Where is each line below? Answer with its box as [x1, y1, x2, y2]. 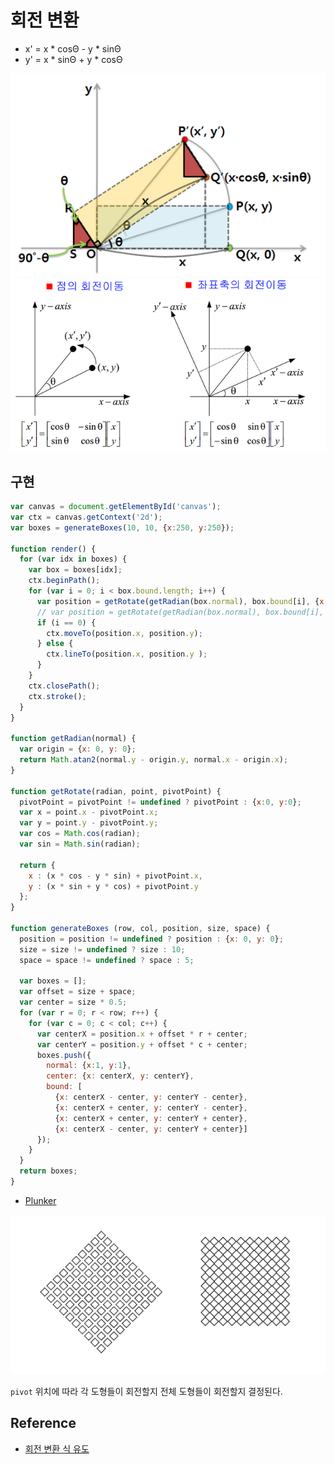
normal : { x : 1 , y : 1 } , [46, 1061, 132, 1071]
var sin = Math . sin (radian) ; [19, 839, 141, 850]
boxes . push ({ [36, 1050, 92, 1060]
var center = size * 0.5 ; [19, 997, 128, 1008]
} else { [36, 639, 74, 649]
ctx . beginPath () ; [28, 576, 101, 586]
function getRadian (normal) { [10, 734, 137, 744]
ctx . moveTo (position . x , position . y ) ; [46, 628, 203, 638]
